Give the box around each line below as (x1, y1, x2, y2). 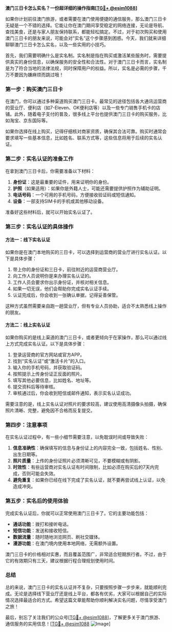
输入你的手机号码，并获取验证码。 (12, 364, 85, 371)
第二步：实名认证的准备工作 (5, 155, 74, 162)
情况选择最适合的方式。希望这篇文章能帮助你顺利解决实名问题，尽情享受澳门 (5, 597, 167, 603)
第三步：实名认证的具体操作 (5, 223, 74, 230)
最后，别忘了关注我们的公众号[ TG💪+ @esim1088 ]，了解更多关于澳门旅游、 (5, 614, 163, 620)
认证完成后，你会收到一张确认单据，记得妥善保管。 (12, 292, 121, 298)
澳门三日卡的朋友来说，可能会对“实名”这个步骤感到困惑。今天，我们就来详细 (5, 35, 166, 41)
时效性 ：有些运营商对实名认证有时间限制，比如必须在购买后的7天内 (12, 464, 155, 471)
